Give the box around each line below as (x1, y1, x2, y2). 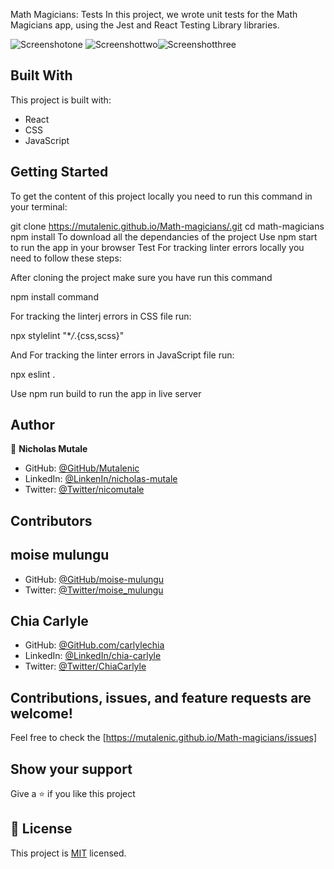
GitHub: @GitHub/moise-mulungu (24, 573, 165, 585)
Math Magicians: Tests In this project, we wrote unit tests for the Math (10, 9, 298, 20)
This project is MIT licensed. (10, 847, 127, 859)
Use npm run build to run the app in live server (10, 387, 202, 399)
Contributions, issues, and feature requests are (10, 689, 312, 706)
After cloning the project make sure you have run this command (10, 271, 273, 283)
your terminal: (10, 200, 68, 213)
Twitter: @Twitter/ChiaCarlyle (24, 660, 147, 673)
